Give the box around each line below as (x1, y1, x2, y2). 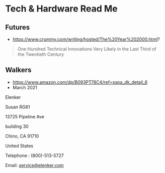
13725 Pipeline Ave (5, 113, 44, 119)
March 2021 (12, 84, 38, 90)
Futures (5, 23, 30, 32)
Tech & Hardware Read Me (5, 3, 118, 15)
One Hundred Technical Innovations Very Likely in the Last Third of (17, 46, 157, 52)
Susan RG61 (5, 104, 30, 110)
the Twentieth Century (17, 51, 64, 57)
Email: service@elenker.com (5, 162, 64, 168)
